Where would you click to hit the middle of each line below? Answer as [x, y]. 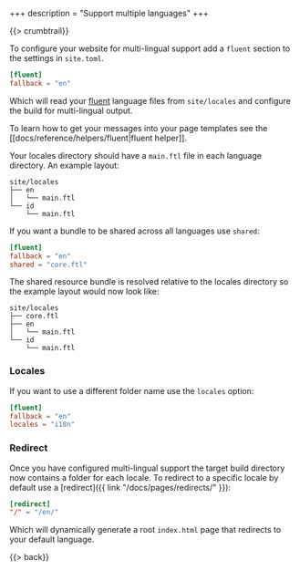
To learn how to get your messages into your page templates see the [139, 128]
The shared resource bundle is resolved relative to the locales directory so [149, 282]
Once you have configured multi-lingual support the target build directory [147, 468]
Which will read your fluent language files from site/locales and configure [150, 100]
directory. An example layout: [65, 165]
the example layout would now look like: [84, 292]
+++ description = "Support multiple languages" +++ [109, 13]
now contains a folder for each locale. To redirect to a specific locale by [144, 477]
